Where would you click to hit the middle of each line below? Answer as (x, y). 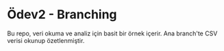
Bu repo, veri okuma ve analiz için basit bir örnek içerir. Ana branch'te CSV (112, 33)
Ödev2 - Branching (62, 15)
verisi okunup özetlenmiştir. (46, 40)
